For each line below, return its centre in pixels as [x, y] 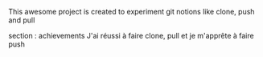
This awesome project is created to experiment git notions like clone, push [131, 12]
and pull [22, 20]
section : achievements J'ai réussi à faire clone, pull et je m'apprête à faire [131, 36]
